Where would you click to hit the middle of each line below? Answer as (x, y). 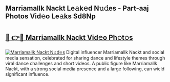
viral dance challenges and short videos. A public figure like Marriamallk (81, 63)
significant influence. (27, 74)
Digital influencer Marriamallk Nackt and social (115, 52)
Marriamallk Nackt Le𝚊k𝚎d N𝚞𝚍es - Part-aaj (77, 8)
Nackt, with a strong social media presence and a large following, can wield (85, 69)
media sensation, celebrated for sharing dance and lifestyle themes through (85, 58)
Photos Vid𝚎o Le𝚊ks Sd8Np (50, 17)
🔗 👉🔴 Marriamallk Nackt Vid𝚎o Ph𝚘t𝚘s (69, 37)
